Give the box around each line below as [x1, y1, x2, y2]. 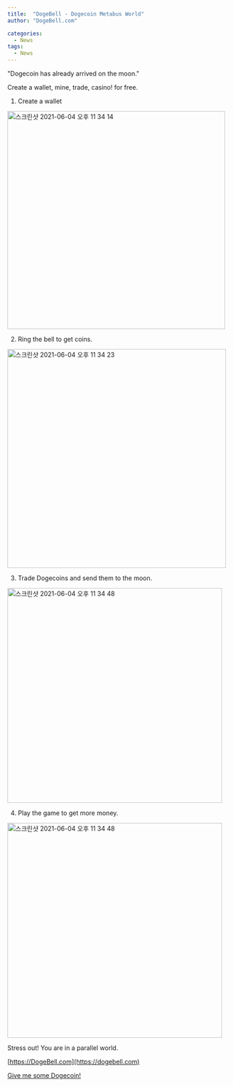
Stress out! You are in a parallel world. [7, 1044, 119, 1052]
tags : [7, 43, 23, 51]
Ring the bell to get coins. [17, 335, 92, 343]
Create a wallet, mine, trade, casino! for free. [7, 83, 139, 91]
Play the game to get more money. [17, 809, 119, 817]
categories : [7, 30, 43, 37]
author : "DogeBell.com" [7, 17, 78, 24]
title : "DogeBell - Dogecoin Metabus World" [7, 10, 144, 18]
